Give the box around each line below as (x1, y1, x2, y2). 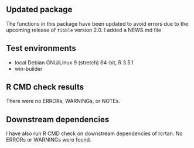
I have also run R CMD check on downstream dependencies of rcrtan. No (6, 130, 183, 137)
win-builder (14, 65, 43, 72)
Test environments (6, 43, 76, 53)
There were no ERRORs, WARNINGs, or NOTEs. (6, 98, 120, 105)
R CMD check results (6, 82, 84, 92)
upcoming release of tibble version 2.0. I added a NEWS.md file (6, 26, 162, 33)
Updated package (6, 5, 73, 15)
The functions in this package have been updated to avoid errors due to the (6, 20, 189, 27)
